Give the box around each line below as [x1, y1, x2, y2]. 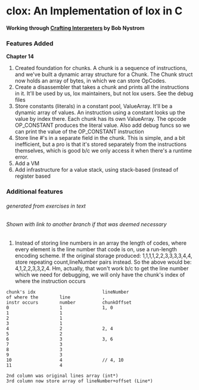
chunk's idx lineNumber [6, 289, 129, 295]
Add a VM [14, 160, 40, 167]
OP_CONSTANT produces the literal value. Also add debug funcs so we [14, 121, 191, 129]
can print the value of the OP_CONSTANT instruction [14, 128, 144, 135]
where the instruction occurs [14, 277, 86, 285]
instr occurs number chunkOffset [6, 299, 132, 306]
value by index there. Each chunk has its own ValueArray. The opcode [14, 115, 186, 123]
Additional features [6, 187, 64, 196]
